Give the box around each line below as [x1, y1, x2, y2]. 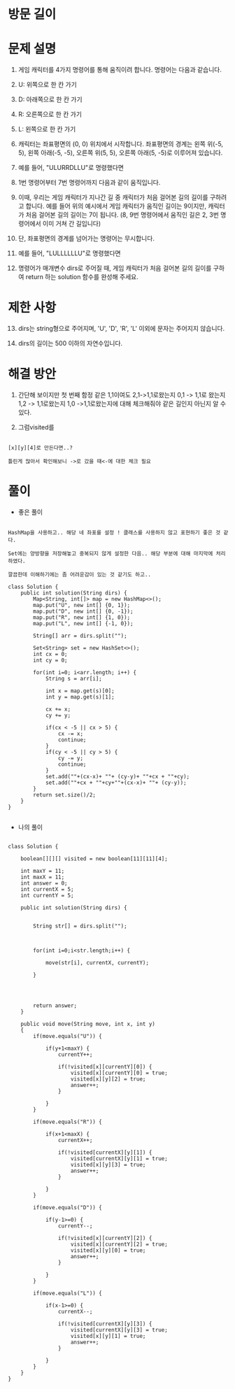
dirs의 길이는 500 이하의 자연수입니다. [17, 339, 123, 348]
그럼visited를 [17, 423, 55, 431]
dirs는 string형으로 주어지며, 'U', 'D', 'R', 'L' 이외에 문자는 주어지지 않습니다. [17, 325, 225, 333]
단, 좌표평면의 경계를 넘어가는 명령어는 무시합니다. [17, 234, 155, 243]
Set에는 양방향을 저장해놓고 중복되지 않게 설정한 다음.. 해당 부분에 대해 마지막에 [8, 550, 213, 557]
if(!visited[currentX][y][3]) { [57, 1320, 152, 1327]
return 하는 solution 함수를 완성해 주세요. [25, 273, 138, 281]
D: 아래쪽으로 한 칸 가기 [17, 95, 83, 104]
